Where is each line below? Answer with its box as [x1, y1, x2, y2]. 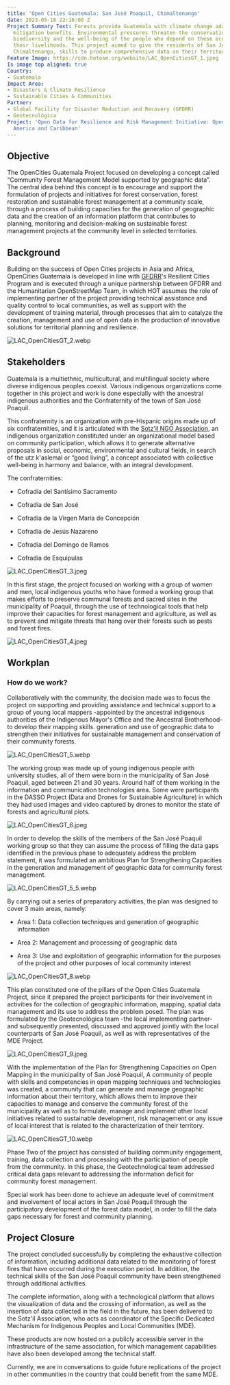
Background [7, 246, 60, 258]
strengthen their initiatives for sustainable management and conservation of [7, 730, 221, 738]
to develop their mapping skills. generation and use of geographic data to [7, 722, 214, 731]
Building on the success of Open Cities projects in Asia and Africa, [7, 265, 194, 273]
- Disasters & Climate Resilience [7, 86, 106, 93]
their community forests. [7, 737, 77, 745]
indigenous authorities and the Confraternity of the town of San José [7, 396, 201, 405]
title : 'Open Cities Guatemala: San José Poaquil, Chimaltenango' [7, 10, 201, 17]
